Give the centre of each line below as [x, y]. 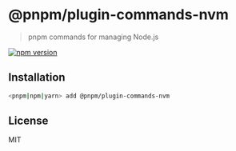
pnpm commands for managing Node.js [93, 37]
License [28, 121]
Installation [37, 77]
